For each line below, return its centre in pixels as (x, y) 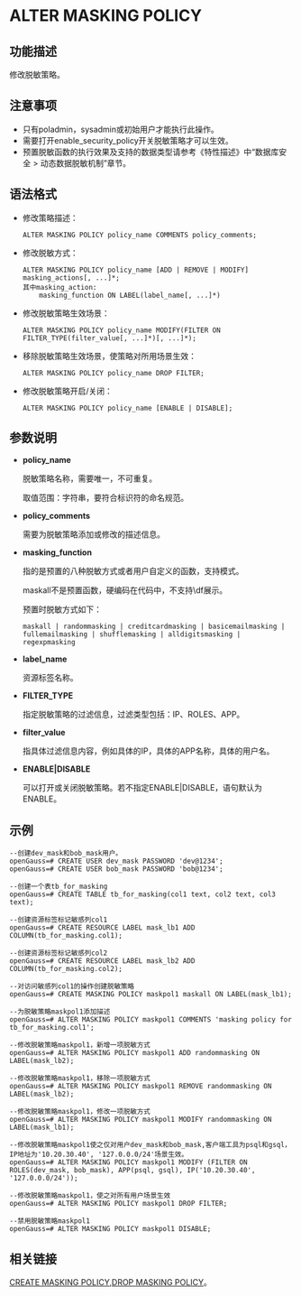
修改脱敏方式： (50, 253)
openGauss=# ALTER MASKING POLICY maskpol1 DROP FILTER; (119, 1204)
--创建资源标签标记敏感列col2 (59, 953)
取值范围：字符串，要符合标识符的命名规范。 (105, 498)
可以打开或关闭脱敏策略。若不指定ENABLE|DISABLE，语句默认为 (142, 788)
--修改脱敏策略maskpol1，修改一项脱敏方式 (80, 1112)
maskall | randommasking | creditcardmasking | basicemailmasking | (154, 627)
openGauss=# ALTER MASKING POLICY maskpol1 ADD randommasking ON (134, 1053)
